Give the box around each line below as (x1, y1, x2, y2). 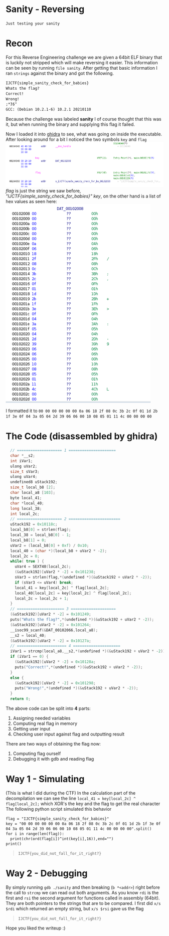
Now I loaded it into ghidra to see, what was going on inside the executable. (6, 131, 162, 137)
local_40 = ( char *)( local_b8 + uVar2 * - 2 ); (10, 548, 107, 553)
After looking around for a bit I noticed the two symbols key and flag (6, 136, 147, 142)
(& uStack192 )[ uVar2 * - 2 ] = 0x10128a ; (15, 659, 96, 665)
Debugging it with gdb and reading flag (13, 756, 94, 762)
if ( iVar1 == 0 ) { (10, 654, 49, 659)
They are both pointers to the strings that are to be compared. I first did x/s (6, 900, 161, 906)
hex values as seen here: (6, 199, 57, 205)
